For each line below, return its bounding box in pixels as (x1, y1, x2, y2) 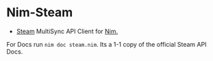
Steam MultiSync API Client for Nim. (16, 27, 118, 35)
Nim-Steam (6, 5, 73, 20)
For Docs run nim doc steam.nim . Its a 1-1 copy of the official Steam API (6, 40, 207, 48)
